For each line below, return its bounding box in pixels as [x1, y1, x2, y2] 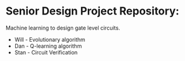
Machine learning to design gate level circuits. [5, 24, 120, 31]
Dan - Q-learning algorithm [14, 42, 82, 50]
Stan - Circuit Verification [14, 48, 78, 56]
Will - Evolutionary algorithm [14, 36, 86, 43]
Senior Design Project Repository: [5, 4, 180, 18]
